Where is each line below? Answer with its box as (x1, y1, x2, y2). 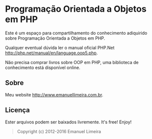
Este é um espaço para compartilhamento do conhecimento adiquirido (5, 30, 148, 36)
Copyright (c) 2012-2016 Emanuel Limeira (17, 128, 101, 134)
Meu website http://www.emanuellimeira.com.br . (5, 92, 103, 97)
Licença (5, 106, 30, 115)
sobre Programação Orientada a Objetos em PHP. (5, 35, 105, 41)
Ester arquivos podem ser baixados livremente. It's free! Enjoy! (5, 119, 132, 125)
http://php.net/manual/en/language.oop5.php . (5, 50, 98, 56)
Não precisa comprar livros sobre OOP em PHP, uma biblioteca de (5, 59, 139, 65)
